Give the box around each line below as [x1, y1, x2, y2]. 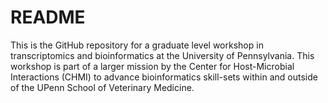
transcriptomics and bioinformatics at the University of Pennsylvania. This [10, 49, 315, 61]
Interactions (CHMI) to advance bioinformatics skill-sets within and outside [10, 71, 318, 83]
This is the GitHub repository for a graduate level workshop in [10, 39, 264, 51]
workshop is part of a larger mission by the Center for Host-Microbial [10, 60, 295, 72]
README [10, 6, 86, 29]
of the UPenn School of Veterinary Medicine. [10, 81, 195, 93]
